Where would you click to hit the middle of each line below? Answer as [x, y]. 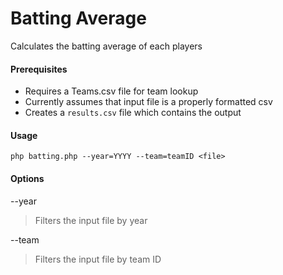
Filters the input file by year [91, 220]
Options [27, 178]
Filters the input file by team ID [98, 259]
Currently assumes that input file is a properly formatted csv [148, 102]
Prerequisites [39, 69]
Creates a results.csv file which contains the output [133, 113]
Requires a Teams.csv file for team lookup [111, 91]
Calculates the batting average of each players [106, 46]
